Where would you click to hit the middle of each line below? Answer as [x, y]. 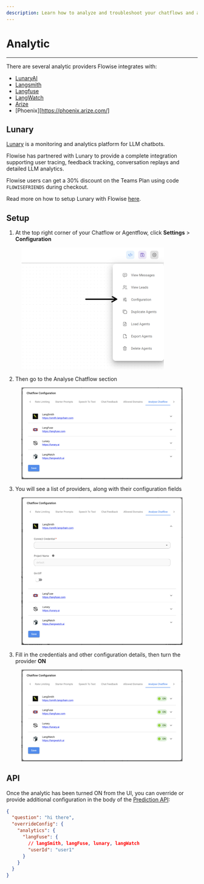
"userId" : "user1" [51, 850]
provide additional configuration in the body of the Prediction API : [88, 799]
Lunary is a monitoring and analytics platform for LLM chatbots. [86, 144]
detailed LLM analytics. [36, 169]
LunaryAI [26, 78]
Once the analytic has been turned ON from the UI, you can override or [95, 793]
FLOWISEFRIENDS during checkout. [47, 187]
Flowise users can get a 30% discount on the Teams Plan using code [93, 181]
